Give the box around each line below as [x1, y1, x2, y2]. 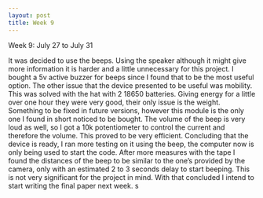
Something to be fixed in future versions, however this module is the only [8, 105, 245, 115]
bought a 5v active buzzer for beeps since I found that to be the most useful [8, 72, 254, 82]
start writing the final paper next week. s [8, 181, 139, 190]
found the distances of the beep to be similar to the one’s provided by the [8, 156, 246, 165]
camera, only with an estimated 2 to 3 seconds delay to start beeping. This [8, 164, 250, 174]
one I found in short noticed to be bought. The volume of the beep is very [8, 114, 246, 123]
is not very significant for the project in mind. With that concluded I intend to [8, 172, 255, 181]
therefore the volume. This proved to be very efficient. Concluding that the [8, 130, 249, 140]
